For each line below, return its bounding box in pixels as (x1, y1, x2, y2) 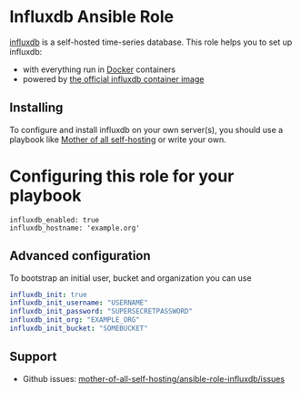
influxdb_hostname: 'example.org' (9, 223, 141, 233)
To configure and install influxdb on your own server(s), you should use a (9, 124, 284, 135)
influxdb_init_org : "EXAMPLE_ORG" (9, 315, 141, 325)
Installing (9, 100, 64, 116)
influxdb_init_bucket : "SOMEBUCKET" (9, 324, 148, 333)
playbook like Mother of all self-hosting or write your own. (9, 134, 226, 145)
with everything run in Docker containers (22, 64, 176, 75)
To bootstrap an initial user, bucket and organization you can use (9, 272, 252, 284)
